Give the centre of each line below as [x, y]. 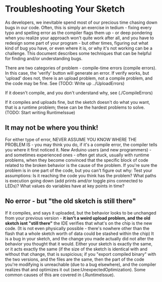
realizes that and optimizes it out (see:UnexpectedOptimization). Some [75, 269]
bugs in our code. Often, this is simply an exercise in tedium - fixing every [78, 27]
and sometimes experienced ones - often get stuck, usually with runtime [77, 155]
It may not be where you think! [52, 128]
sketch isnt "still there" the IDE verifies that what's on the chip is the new [79, 223]
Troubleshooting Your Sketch [65, 9]
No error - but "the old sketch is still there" [71, 201]
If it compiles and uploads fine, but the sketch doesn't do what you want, [78, 102]
